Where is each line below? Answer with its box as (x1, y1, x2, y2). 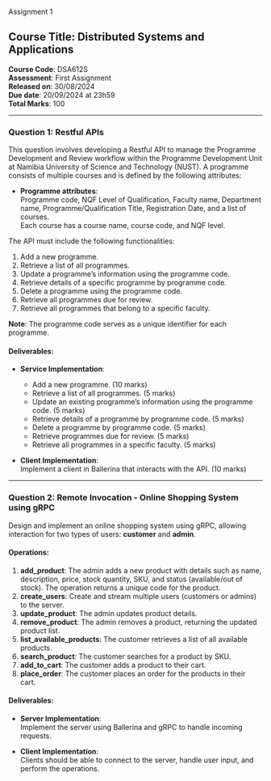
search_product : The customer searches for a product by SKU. (19, 651, 231, 661)
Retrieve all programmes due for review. (19, 295, 153, 305)
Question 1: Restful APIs (8, 126, 105, 137)
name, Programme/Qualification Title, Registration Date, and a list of (19, 204, 247, 213)
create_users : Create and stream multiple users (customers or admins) (19, 591, 256, 601)
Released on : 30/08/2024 (8, 81, 95, 91)
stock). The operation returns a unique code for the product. (19, 582, 221, 593)
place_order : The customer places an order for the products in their (19, 669, 246, 678)
